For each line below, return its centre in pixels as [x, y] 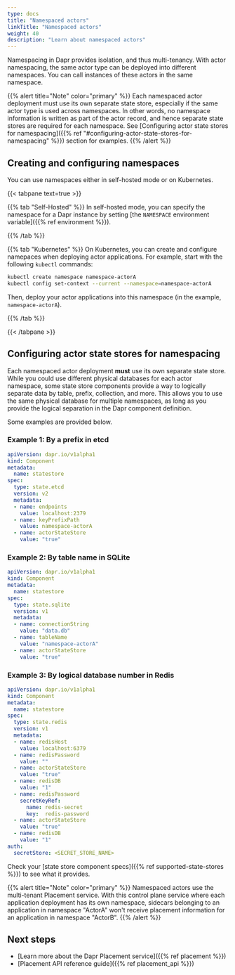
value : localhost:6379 [53, 748]
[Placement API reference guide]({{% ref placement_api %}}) [106, 964]
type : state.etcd [39, 487]
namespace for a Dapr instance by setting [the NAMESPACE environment [108, 214]
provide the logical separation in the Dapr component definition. [100, 408]
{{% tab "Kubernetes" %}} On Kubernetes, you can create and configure [112, 249]
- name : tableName [41, 638]
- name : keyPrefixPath [47, 520]
